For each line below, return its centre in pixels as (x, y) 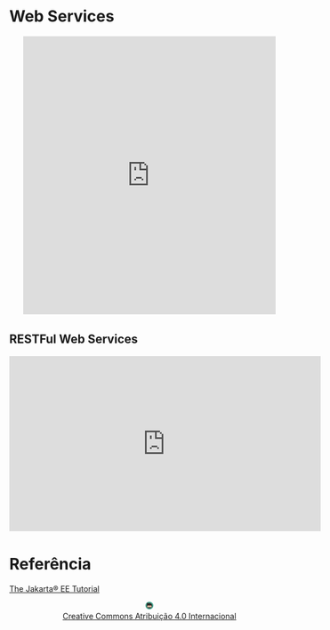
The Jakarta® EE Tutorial (54, 588)
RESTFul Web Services (74, 339)
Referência (50, 564)
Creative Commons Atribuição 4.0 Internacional (149, 616)
